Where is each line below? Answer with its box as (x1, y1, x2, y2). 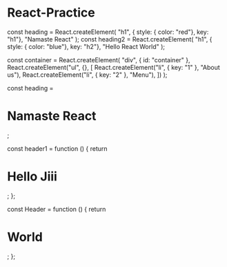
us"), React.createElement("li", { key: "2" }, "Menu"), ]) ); (7, 71, 168, 79)
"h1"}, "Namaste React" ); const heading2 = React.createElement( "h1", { (7, 35, 213, 43)
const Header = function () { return (7, 205, 106, 213)
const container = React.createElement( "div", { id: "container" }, (7, 55, 191, 64)
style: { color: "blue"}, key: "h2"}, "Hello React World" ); (7, 42, 166, 50)
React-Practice (7, 5, 95, 21)
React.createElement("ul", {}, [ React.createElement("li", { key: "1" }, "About (7, 63, 221, 71)
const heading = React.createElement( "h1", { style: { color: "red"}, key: (7, 28, 209, 36)
